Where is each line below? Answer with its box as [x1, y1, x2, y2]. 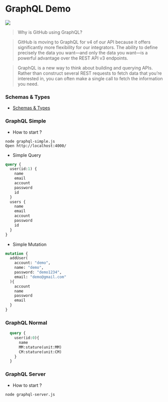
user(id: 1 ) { [10, 166, 37, 171]
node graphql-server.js [5, 392, 55, 397]
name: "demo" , [14, 265, 44, 270]
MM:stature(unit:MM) [18, 344, 62, 350]
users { [10, 199, 26, 204]
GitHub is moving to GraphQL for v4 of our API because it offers [17, 39, 151, 45]
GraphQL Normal [5, 319, 47, 326]
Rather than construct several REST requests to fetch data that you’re [17, 70, 162, 76]
